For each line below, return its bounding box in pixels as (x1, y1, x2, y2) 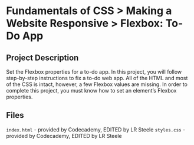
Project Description (6, 52, 79, 62)
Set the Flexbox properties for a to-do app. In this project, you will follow (6, 68, 182, 75)
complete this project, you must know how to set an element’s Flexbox (6, 87, 177, 94)
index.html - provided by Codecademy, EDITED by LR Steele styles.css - (6, 126, 186, 133)
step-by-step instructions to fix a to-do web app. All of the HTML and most (6, 75, 188, 81)
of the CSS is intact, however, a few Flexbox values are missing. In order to (6, 81, 188, 88)
